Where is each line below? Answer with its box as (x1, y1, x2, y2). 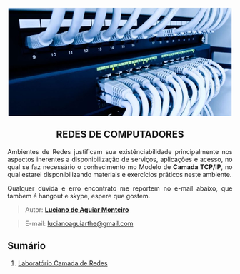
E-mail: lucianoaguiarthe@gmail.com (24, 219, 134, 228)
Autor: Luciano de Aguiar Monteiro (24, 205, 129, 214)
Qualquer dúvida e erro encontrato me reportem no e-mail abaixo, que (7, 183, 233, 193)
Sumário (7, 240, 46, 252)
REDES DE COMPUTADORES (56, 128, 184, 141)
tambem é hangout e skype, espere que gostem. (7, 191, 151, 200)
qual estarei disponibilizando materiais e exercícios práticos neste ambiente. (7, 170, 232, 178)
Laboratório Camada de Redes (17, 258, 108, 268)
